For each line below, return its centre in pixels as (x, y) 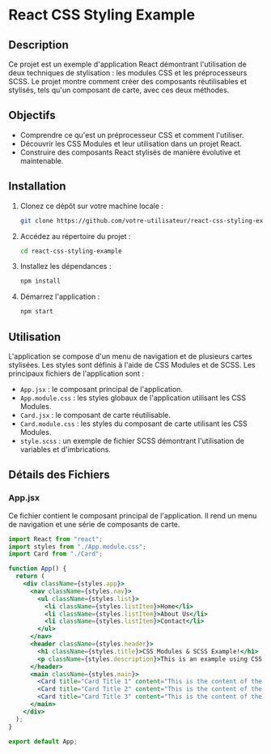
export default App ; (43, 741)
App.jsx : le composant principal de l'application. (102, 389)
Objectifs (32, 115)
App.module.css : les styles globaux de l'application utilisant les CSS (133, 398)
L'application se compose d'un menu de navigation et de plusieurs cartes (130, 356)
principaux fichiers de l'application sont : (76, 373)
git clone (37, 220)
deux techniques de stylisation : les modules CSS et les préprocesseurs (128, 73)
